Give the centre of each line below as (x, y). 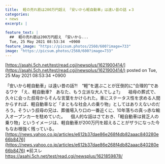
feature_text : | (22, 33)
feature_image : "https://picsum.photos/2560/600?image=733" (68, 46)
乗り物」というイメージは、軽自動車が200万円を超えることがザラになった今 (82, 122)
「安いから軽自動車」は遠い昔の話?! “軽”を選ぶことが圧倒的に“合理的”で (80, 85)
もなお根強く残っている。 (31, 129)
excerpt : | (16, 23)
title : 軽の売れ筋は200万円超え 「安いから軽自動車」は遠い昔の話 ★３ (70, 10)
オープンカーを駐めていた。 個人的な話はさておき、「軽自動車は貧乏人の (84, 116)
